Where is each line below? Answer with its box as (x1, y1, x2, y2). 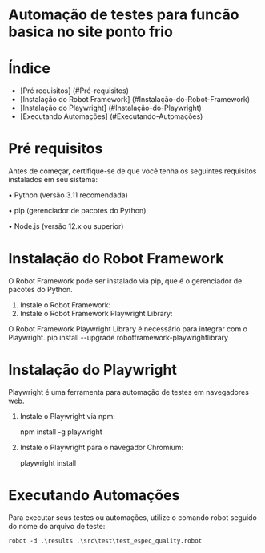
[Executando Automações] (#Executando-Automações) (19, 112, 203, 121)
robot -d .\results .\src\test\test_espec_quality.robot (8, 536, 203, 545)
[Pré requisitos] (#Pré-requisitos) (19, 86, 130, 96)
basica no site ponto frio (8, 22, 174, 41)
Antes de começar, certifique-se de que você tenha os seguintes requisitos (8, 166, 257, 176)
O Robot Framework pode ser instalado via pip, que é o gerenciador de (8, 276, 243, 286)
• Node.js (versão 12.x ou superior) (8, 222, 124, 231)
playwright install (19, 457, 77, 467)
